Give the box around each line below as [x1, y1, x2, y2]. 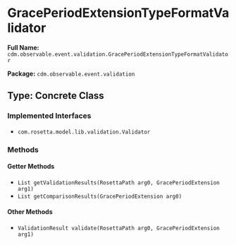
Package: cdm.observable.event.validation [7, 69, 135, 78]
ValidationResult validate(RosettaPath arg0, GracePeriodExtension [17, 225, 220, 232]
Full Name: [7, 43, 39, 52]
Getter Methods [7, 162, 55, 171]
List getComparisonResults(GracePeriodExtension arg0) [17, 193, 182, 200]
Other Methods [7, 208, 53, 216]
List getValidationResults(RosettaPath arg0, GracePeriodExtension [17, 179, 220, 186]
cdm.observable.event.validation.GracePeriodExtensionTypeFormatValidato [7, 51, 229, 58]
